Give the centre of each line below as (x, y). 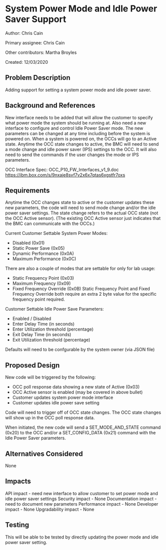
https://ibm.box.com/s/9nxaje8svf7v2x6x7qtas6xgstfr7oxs (65, 175)
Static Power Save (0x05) (38, 248)
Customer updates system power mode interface (63, 397)
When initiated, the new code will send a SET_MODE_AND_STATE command (83, 427)
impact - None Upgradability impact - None (50, 509)
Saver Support (36, 19)
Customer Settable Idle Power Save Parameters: (55, 309)
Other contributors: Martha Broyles (41, 52)
